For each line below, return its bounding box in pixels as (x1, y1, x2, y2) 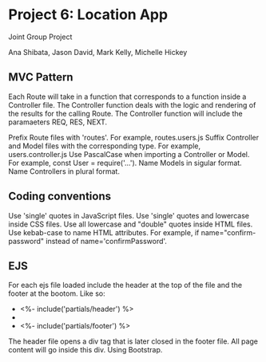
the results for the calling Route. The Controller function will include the (8, 108, 243, 118)
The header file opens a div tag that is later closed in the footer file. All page (8, 336, 258, 346)
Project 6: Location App (8, 6, 169, 24)
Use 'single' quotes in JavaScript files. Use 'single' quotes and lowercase (8, 211, 250, 220)
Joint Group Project (8, 32, 73, 41)
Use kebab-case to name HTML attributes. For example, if (8, 227, 200, 237)
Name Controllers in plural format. (8, 166, 120, 176)
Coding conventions (8, 190, 112, 203)
